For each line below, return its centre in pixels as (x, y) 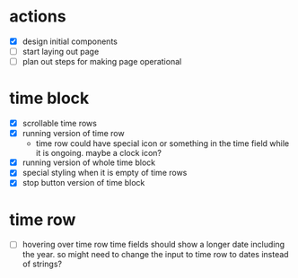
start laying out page (61, 52)
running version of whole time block (88, 162)
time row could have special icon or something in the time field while (162, 143)
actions (38, 17)
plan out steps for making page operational (102, 62)
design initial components (70, 41)
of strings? (42, 264)
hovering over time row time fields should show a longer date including (153, 245)
